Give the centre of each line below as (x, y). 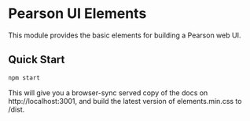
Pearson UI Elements (77, 14)
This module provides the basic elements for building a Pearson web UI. (125, 35)
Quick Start (37, 60)
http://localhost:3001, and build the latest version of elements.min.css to (125, 101)
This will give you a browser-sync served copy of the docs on (108, 93)
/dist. (17, 109)
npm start (24, 78)
